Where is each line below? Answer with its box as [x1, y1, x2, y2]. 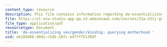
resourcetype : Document [5, 25, 55, 30]
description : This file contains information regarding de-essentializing [5, 12, 164, 17]
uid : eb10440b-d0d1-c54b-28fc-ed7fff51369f [5, 35, 97, 40]
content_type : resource [5, 7, 55, 12]
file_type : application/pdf [5, 21, 64, 26]
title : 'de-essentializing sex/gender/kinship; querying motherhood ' [5, 30, 155, 35]
